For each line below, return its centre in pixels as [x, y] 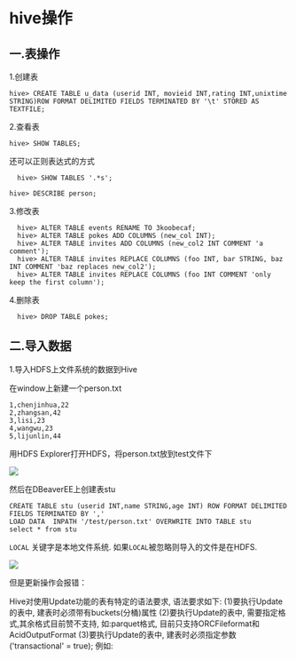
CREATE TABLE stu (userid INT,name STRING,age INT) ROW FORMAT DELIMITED [148, 506]
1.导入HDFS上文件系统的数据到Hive [74, 369]
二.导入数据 [41, 346]
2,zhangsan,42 [35, 413]
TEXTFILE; [27, 109]
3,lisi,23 [27, 420]
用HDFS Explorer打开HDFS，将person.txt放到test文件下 [111, 453]
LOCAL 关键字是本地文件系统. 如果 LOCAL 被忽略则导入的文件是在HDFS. [133, 546]
